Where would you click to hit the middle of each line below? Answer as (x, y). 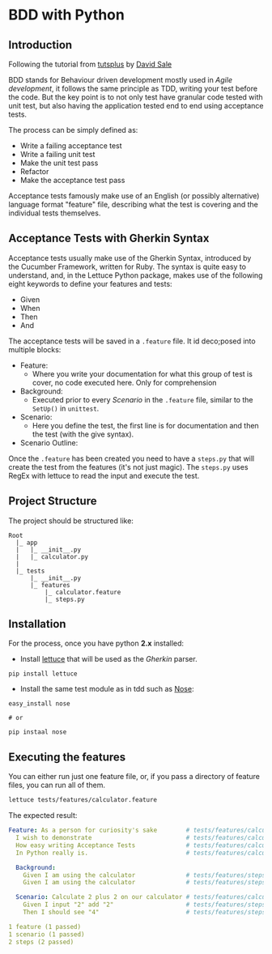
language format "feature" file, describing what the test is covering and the (134, 204)
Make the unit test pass (59, 163)
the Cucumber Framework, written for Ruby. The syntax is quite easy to (127, 266)
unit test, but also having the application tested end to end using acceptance (136, 106)
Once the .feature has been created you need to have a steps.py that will (132, 458)
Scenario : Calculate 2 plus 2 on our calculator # (103, 897)
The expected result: (43, 816)
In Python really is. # (103, 853)
